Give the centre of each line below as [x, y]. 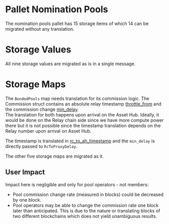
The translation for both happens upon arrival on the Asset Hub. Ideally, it [82, 115]
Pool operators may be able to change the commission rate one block [86, 205]
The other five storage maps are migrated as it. [55, 156]
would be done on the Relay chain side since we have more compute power [84, 120]
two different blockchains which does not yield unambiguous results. [85, 216]
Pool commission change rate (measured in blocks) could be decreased [88, 194]
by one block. [27, 200]
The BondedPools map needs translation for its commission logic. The [77, 98]
